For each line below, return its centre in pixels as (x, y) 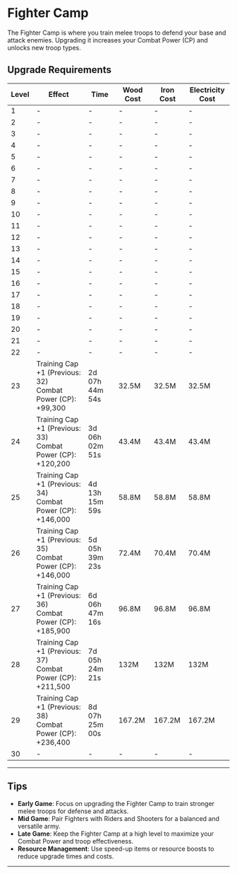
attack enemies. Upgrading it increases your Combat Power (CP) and (108, 40)
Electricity (207, 90)
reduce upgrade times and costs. (66, 856)
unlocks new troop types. (44, 47)
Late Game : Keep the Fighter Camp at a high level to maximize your (115, 834)
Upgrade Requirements (59, 70)
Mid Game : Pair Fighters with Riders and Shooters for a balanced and (119, 818)
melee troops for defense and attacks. (73, 811)
